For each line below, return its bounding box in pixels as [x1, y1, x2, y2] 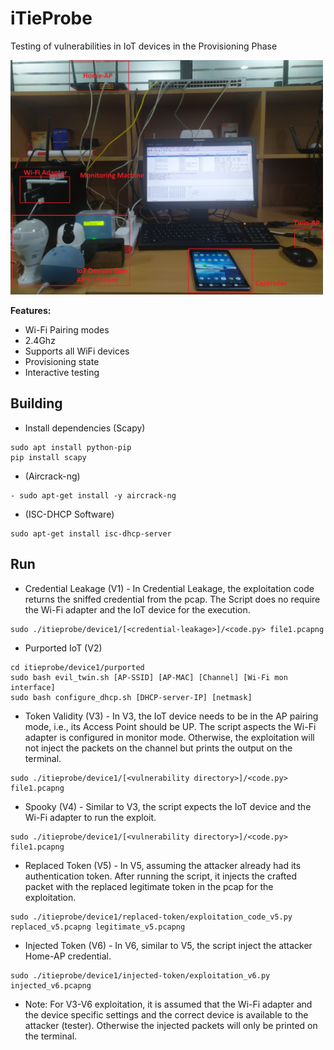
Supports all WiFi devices [24, 345, 130, 357]
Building [10, 395, 63, 412]
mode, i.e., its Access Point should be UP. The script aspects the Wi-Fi [24, 720, 317, 732]
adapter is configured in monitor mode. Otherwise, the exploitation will [24, 731, 315, 743]
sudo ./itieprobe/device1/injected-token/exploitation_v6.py [10, 970, 271, 981]
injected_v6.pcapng [10, 980, 92, 991]
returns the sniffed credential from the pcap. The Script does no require [24, 593, 321, 605]
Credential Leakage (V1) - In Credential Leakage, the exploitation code [24, 582, 315, 594]
